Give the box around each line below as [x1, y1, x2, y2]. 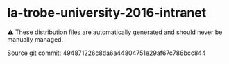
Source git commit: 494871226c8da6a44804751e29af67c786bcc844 [7, 49, 206, 57]
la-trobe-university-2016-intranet [7, 5, 207, 21]
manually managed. [7, 35, 64, 43]
